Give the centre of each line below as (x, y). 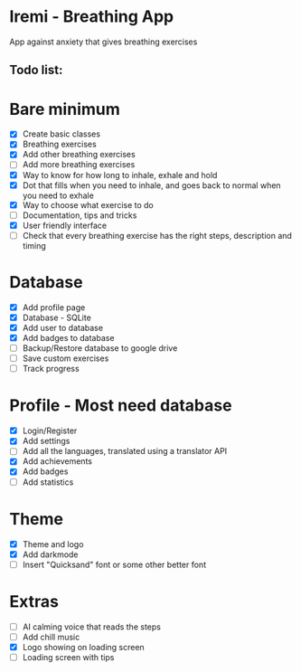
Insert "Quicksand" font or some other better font (114, 564)
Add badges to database (68, 338)
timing (34, 245)
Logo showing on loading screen (83, 647)
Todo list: (36, 70)
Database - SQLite (57, 317)
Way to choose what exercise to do (88, 204)
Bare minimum (65, 109)
